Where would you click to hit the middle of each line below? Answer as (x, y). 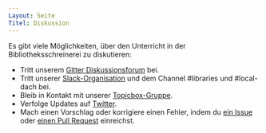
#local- (246, 78)
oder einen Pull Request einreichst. (77, 120)
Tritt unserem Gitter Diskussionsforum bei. (89, 69)
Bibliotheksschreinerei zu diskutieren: (70, 54)
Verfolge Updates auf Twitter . (68, 104)
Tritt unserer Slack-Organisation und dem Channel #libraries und (126, 78)
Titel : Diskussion (39, 23)
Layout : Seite (32, 16)
